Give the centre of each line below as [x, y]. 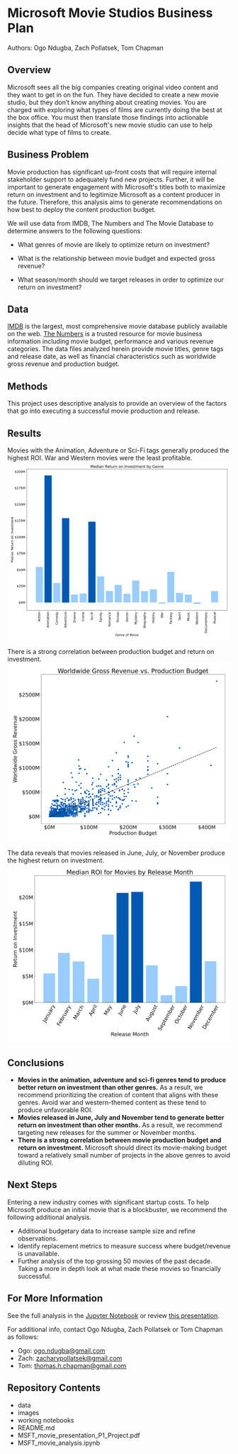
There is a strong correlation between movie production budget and [119, 1141]
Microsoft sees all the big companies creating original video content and [113, 87]
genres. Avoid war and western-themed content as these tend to [112, 1103]
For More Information [55, 1298]
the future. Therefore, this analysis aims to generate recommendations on [115, 202]
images [28, 1412]
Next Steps [32, 1185]
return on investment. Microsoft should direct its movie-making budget [122, 1148]
